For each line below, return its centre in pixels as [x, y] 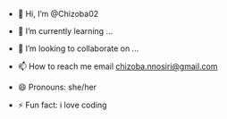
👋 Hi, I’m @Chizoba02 [58, 14]
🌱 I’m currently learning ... [65, 31]
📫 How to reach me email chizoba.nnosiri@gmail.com [118, 66]
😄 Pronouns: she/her [57, 87]
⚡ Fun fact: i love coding [62, 105]
